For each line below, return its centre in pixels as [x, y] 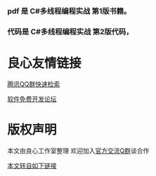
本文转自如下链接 [32, 165]
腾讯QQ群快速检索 [34, 84]
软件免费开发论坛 [32, 99]
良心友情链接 [45, 63]
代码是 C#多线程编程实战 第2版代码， [70, 32]
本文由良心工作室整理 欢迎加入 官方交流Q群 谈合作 [78, 150]
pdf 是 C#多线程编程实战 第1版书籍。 [69, 11]
